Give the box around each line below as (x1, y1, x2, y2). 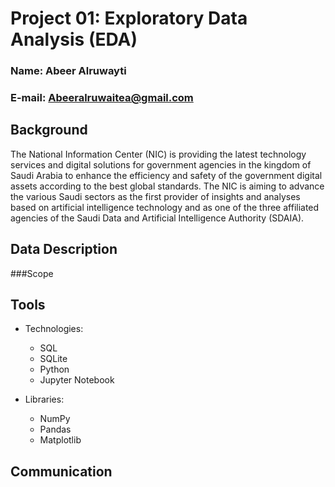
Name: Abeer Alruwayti (10, 64, 127, 78)
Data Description (10, 241, 118, 258)
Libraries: (24, 393, 65, 406)
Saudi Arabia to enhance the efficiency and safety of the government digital (10, 169, 323, 181)
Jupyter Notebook (39, 374, 115, 386)
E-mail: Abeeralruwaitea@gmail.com (10, 91, 194, 105)
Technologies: (24, 323, 84, 335)
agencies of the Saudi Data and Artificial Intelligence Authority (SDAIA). (10, 212, 305, 224)
